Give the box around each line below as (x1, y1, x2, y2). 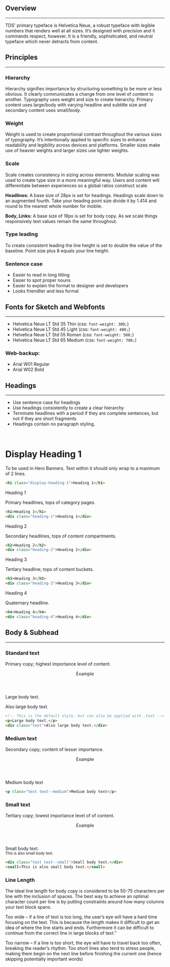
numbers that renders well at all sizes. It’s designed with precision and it (5, 27, 155, 33)
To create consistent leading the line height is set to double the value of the (5, 242, 162, 248)
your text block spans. (5, 904, 52, 910)
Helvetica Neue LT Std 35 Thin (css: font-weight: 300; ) (12, 321, 129, 327)
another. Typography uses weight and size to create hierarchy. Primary (5, 96, 153, 102)
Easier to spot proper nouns (12, 277, 71, 283)
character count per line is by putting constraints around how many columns (5, 899, 164, 905)
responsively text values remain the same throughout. (5, 218, 117, 224)
